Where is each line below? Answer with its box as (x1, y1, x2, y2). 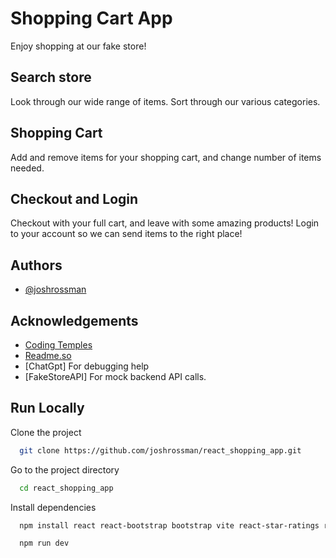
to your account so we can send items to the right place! (10, 228, 243, 240)
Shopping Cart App (10, 7, 173, 30)
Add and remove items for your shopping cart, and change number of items (10, 151, 322, 163)
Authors (10, 257, 63, 274)
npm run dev (19, 538, 70, 549)
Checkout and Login (10, 190, 139, 207)
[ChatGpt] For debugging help (24, 360, 150, 372)
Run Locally (10, 400, 85, 417)
